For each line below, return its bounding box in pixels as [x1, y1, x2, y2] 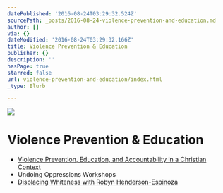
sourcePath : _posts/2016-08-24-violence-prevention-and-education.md [7, 17, 217, 24]
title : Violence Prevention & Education [7, 43, 128, 50]
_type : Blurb [7, 82, 46, 89]
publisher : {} [7, 50, 49, 57]
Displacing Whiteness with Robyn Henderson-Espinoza [17, 178, 179, 187]
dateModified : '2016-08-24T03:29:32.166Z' [7, 37, 134, 44]
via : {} [7, 30, 30, 37]
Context [17, 163, 41, 171]
